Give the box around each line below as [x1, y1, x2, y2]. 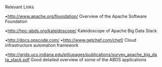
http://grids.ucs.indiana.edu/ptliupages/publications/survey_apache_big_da [7, 52, 157, 57]
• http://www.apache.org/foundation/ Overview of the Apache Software [5, 13, 147, 19]
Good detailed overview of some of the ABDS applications [30, 57, 147, 62]
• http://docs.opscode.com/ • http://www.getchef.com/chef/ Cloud [5, 37, 136, 43]
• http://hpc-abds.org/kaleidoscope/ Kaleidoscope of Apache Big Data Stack [5, 28, 157, 33]
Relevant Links [5, 4, 34, 10]
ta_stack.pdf [5, 57, 30, 62]
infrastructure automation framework [5, 42, 79, 48]
